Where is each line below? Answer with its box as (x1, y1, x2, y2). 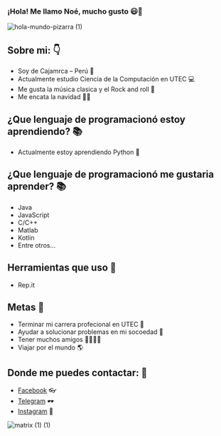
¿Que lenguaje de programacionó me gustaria (7, 168, 215, 181)
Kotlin (17, 233, 35, 242)
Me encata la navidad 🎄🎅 (17, 93, 91, 101)
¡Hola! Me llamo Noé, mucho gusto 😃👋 (7, 6, 144, 16)
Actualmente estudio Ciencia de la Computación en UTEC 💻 (17, 75, 195, 83)
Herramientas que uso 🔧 (7, 262, 117, 274)
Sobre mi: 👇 (7, 44, 61, 56)
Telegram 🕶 (17, 397, 55, 405)
